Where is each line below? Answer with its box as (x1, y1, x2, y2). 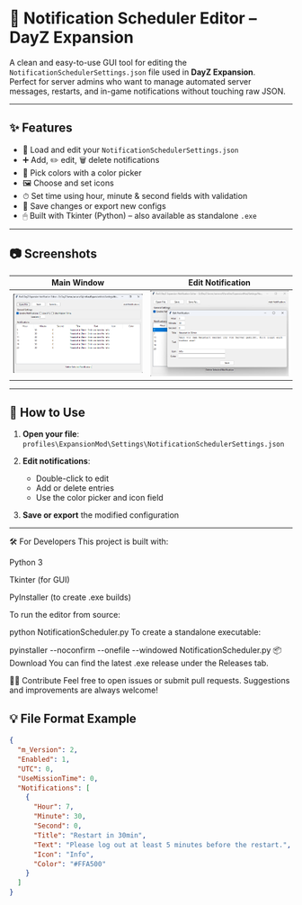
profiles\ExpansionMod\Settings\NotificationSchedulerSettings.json (22, 440, 285, 449)
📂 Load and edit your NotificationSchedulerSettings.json (22, 144, 239, 155)
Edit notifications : (22, 456, 91, 466)
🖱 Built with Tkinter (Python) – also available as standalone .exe (22, 210, 258, 221)
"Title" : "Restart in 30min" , (32, 830, 147, 840)
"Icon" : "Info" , (32, 850, 94, 859)
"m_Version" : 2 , (17, 746, 78, 755)
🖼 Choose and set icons (22, 177, 114, 188)
